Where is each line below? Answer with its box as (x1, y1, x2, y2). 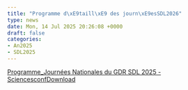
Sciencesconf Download (7, 75, 76, 83)
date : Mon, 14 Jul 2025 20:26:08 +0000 (7, 23, 123, 30)
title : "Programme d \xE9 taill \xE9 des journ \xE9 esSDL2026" (7, 10, 182, 17)
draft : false (7, 29, 45, 37)
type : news (7, 17, 39, 24)
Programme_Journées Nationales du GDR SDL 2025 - (7, 67, 162, 76)
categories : (7, 36, 42, 43)
